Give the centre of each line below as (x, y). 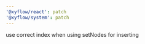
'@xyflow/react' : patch (36, 12)
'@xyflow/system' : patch (37, 17)
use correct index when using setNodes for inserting (72, 34)
